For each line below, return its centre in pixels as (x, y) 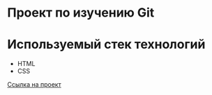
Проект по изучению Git (81, 13)
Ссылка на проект (34, 85)
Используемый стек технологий (106, 45)
